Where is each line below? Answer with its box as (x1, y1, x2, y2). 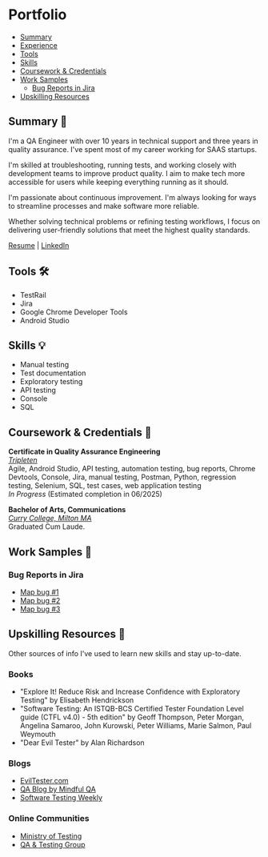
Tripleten (8, 455, 38, 465)
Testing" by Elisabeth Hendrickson (19, 695, 134, 705)
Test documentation (19, 368, 86, 378)
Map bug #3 (19, 604, 61, 614)
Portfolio (8, 6, 67, 24)
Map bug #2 (19, 595, 61, 605)
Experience (19, 40, 58, 50)
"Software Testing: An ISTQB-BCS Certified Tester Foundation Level (19, 703, 244, 713)
